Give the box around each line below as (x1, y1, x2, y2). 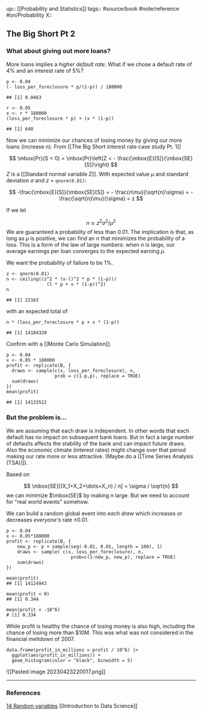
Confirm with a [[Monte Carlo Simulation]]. (6, 340, 112, 348)
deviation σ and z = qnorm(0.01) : (6, 177, 87, 184)
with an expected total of (6, 308, 68, 315)
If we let (6, 206, 26, 213)
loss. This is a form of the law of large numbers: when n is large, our (6, 241, 175, 248)
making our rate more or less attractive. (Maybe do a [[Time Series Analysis (6, 452, 194, 459)
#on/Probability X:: (6, 11, 53, 19)
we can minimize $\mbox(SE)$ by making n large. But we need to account (6, 491, 190, 499)
